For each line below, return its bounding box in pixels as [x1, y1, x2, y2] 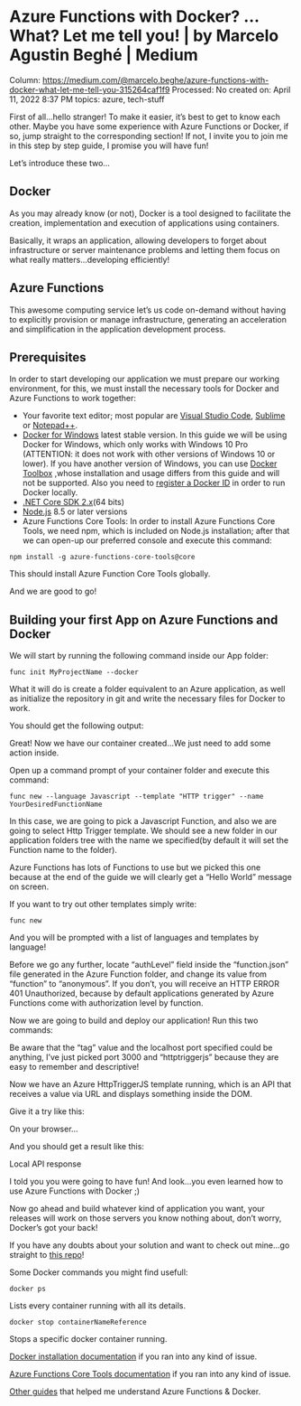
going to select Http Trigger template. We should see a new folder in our [9, 825, 278, 837]
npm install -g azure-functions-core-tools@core [9, 553, 196, 562]
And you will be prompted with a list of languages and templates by [9, 933, 260, 943]
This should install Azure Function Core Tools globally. [9, 568, 211, 579]
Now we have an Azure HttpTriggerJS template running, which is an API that [9, 1079, 292, 1090]
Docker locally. [22, 487, 78, 498]
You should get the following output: [9, 720, 144, 731]
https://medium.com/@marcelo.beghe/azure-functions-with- [41, 74, 269, 85]
